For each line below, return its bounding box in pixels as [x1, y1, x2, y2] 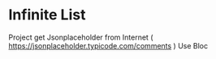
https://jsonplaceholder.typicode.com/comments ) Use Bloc [8, 40, 209, 50]
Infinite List [8, 6, 86, 24]
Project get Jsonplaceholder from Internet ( [8, 32, 153, 42]
